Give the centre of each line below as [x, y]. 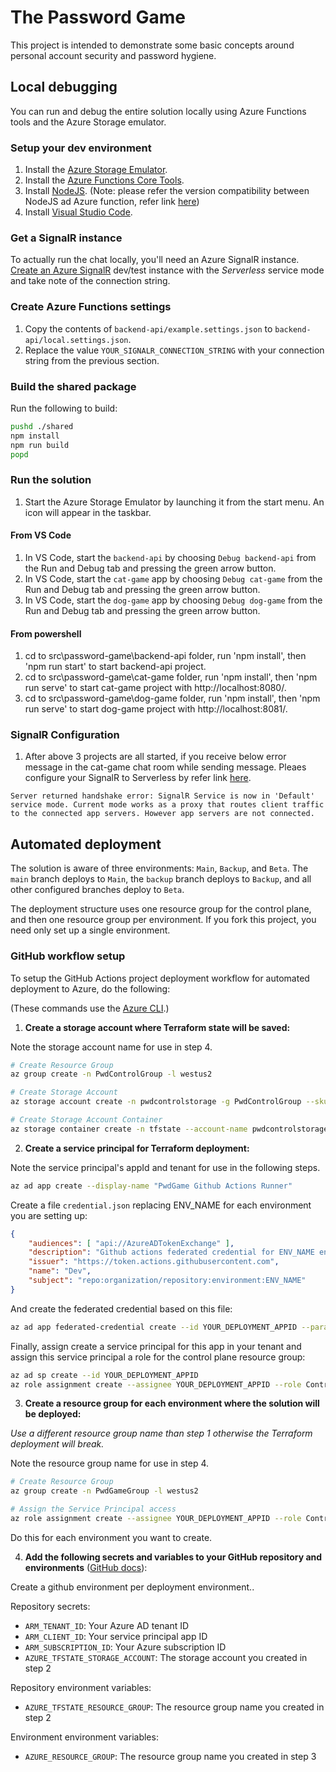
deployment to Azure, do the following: [90, 988]
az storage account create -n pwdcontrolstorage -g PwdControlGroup [156, 1102]
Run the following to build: [64, 408]
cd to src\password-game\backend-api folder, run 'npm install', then [165, 656]
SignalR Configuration [65, 735]
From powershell [46, 633]
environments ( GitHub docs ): [86, 1567]
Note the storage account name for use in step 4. [111, 1047]
